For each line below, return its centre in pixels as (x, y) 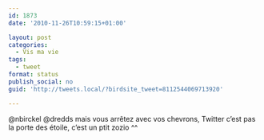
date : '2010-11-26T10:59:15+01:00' (68, 23)
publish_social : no (41, 82)
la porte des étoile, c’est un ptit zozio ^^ (73, 127)
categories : (28, 45)
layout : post (30, 37)
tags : (17, 60)
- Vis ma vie (37, 52)
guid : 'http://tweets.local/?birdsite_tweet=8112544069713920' (116, 89)
